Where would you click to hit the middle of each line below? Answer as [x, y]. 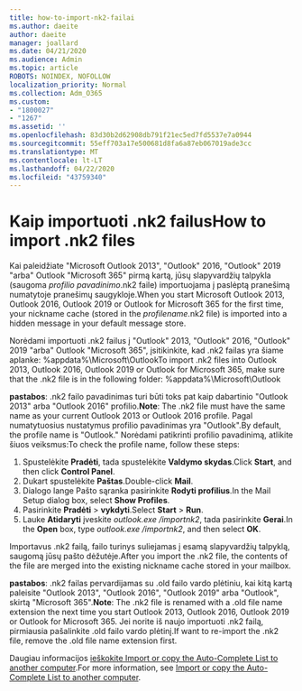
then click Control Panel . [69, 472]
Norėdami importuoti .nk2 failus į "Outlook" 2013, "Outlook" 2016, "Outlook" [150, 341]
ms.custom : [30, 101]
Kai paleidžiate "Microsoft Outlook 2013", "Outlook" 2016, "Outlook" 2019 [145, 266]
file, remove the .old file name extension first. [93, 640]
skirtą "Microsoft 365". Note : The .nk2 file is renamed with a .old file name [146, 603]
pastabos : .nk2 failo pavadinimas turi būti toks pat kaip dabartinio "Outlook [149, 397]
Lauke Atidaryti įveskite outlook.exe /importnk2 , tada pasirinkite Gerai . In [157, 520]
